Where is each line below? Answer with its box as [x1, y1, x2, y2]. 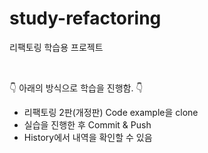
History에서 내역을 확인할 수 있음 [23, 131, 153, 143]
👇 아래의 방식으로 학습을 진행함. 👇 [9, 82, 144, 94]
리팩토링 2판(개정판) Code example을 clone [23, 106, 199, 118]
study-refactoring [9, 7, 162, 30]
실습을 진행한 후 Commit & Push [23, 118, 152, 131]
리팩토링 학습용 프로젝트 [9, 41, 104, 53]
